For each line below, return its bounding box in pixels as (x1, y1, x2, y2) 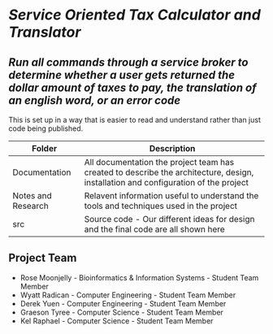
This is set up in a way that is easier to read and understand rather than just (8, 115, 262, 124)
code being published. (8, 124, 84, 133)
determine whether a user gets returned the (8, 67, 236, 82)
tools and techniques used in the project (84, 201, 238, 211)
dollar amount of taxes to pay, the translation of (8, 80, 258, 94)
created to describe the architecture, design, (84, 167, 254, 178)
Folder (31, 143, 58, 154)
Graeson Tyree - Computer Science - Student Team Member (19, 307, 223, 317)
